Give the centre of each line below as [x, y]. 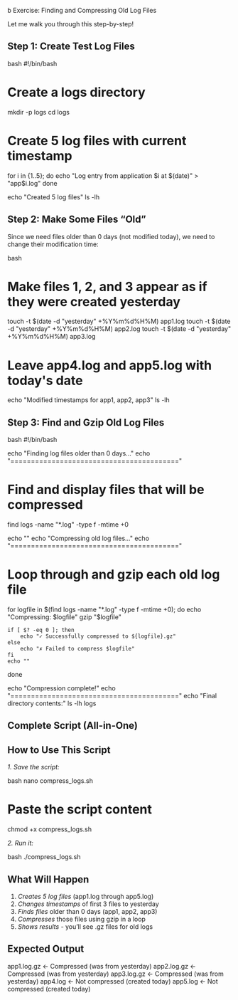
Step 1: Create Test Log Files [71, 47]
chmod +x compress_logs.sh [50, 829]
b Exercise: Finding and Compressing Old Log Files [82, 10]
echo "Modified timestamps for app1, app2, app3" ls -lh [89, 400]
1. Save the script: [33, 767]
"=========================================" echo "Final [112, 696]
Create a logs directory [76, 93]
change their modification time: [53, 244]
